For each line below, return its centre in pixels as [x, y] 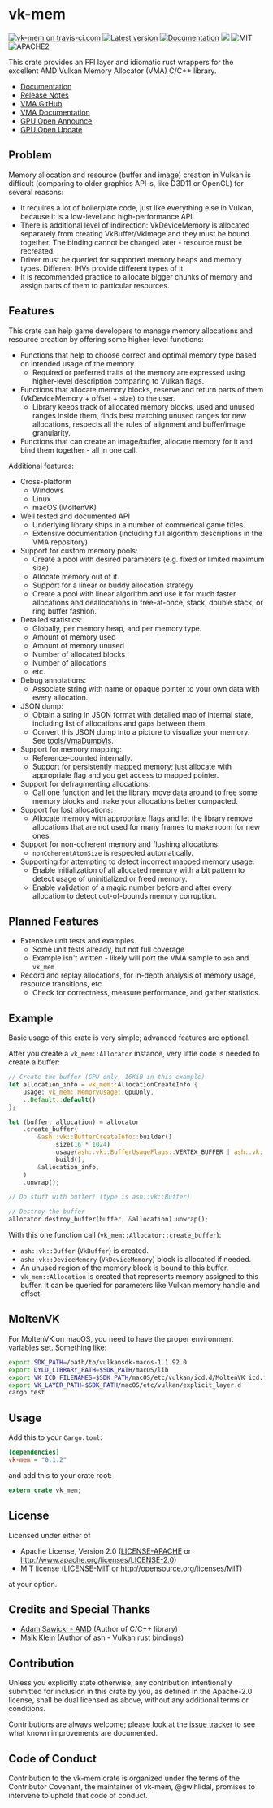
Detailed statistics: [51, 619]
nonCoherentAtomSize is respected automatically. [113, 852]
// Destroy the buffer [47, 1212]
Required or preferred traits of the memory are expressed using [139, 372]
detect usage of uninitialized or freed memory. [110, 878]
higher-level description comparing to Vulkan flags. [118, 381]
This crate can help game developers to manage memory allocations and [131, 331]
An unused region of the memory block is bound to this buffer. [124, 1268]
